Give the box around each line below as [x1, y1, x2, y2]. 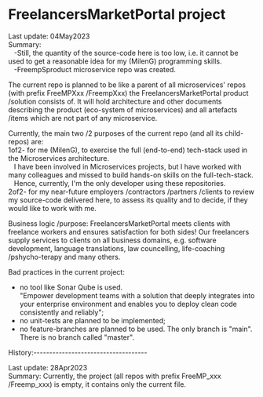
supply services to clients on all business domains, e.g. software [8, 235, 217, 245]
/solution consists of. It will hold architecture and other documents [8, 97, 222, 106]
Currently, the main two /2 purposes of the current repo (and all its [8, 128, 224, 138]
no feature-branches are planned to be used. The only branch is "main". [19, 324, 253, 333]
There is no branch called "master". [19, 332, 135, 342]
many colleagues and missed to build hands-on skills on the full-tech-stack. [8, 170, 254, 180]
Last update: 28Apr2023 [8, 362, 88, 372]
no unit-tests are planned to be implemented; [19, 315, 166, 325]
